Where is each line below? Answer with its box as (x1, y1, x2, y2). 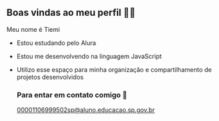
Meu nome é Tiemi (6, 25, 60, 33)
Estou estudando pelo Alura (16, 39, 97, 47)
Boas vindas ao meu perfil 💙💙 (6, 7, 136, 19)
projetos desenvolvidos (16, 73, 84, 81)
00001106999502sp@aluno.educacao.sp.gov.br (16, 106, 155, 114)
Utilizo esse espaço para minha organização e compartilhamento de (16, 65, 212, 73)
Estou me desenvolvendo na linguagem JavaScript (16, 52, 162, 60)
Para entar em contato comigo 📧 (16, 90, 128, 100)
